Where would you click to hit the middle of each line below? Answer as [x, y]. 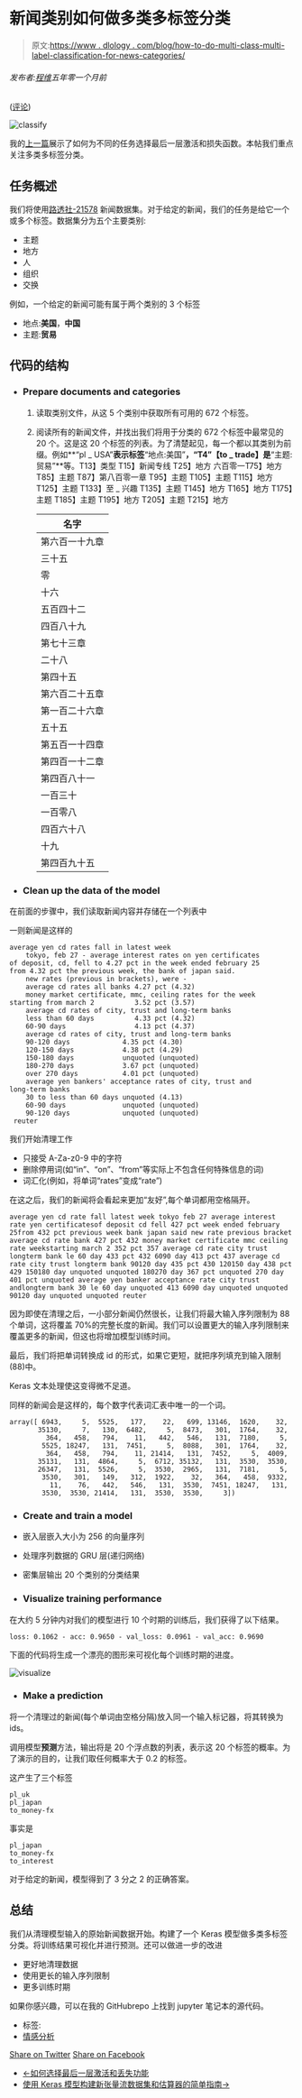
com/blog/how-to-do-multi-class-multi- [211, 45]
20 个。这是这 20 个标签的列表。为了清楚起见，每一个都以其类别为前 [164, 443]
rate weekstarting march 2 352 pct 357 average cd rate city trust [139, 1248]
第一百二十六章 [72, 711]
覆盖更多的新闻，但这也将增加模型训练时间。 [92, 1336]
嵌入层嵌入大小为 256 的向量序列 [83, 1537]
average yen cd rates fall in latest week [90, 947]
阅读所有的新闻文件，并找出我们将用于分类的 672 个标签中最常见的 [160, 432]
